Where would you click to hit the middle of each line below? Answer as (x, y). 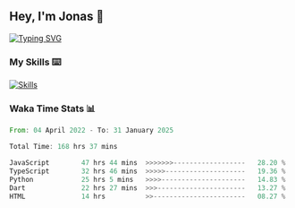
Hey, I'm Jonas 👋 (57, 17)
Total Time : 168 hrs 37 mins (63, 147)
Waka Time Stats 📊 (52, 108)
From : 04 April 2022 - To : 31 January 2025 (92, 131)
